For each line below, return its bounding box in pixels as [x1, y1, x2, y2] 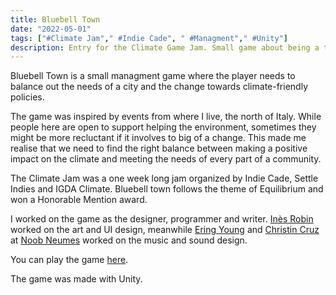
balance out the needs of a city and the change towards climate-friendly [10, 81, 308, 93]
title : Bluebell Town [10, 14, 101, 25]
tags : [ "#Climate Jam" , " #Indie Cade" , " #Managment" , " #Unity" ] [10, 33, 288, 43]
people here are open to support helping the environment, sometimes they [10, 121, 317, 133]
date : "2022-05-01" [10, 24, 92, 34]
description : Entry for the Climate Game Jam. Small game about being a [10, 42, 320, 53]
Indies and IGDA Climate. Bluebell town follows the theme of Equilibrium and [10, 183, 324, 195]
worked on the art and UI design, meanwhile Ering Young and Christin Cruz [10, 224, 320, 236]
